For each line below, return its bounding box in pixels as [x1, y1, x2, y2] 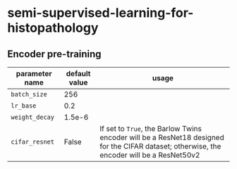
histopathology [7, 20, 99, 36]
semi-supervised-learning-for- [7, 5, 194, 21]
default [66, 69, 91, 78]
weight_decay [11, 113, 55, 121]
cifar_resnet [11, 138, 55, 146]
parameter [16, 69, 52, 78]
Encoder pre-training [7, 48, 102, 60]
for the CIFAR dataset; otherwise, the [99, 142, 221, 151]
